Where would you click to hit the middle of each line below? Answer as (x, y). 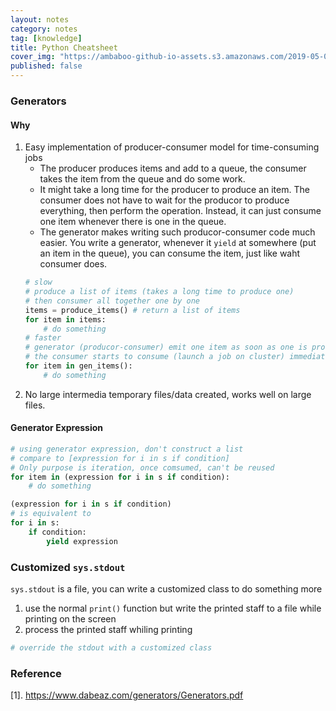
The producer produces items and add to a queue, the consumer (173, 168)
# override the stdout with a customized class (111, 648)
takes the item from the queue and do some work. (142, 179)
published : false (46, 66)
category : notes (44, 29)
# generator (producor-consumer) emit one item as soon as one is (166, 347)
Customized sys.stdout (68, 567)
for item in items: (65, 319)
